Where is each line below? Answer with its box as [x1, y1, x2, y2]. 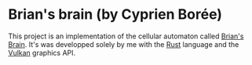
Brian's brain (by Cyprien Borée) [8, 5, 222, 23]
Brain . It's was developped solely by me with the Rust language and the [8, 39, 239, 49]
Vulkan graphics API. [8, 48, 76, 57]
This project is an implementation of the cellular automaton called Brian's [8, 31, 244, 41]
